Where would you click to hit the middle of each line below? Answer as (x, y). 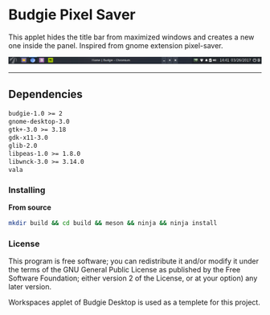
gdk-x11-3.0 (28, 138)
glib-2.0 (23, 146)
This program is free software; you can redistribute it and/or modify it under (134, 261)
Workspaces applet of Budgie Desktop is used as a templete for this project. (135, 302)
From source (30, 207)
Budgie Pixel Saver (72, 15)
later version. (30, 287)
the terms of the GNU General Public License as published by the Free (125, 270)
